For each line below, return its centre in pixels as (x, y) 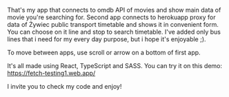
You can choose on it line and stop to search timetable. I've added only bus (114, 32)
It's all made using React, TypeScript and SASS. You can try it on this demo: (115, 66)
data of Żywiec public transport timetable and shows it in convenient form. (113, 24)
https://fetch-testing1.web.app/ (51, 73)
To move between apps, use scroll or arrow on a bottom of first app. (104, 52)
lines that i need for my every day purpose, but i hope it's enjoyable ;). (107, 39)
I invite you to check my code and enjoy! (64, 86)
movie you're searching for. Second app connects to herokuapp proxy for (111, 17)
